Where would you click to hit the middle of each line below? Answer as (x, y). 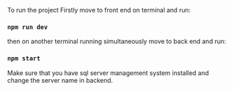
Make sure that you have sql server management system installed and (108, 73)
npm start (24, 59)
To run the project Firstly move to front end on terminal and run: (99, 10)
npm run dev (28, 27)
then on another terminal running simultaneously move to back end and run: (116, 42)
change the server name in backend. (60, 80)
